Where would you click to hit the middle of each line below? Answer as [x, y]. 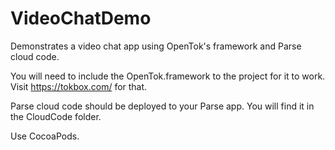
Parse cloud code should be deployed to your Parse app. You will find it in [162, 106]
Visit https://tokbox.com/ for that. [79, 86]
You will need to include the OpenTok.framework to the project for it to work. [168, 76]
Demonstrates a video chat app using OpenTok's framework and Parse [156, 46]
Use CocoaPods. [45, 136]
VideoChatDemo [81, 18]
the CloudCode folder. [56, 116]
